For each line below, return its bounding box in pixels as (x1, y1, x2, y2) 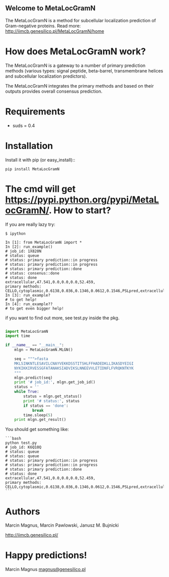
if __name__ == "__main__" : (5, 342, 64, 348)
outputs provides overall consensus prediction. (5, 88, 103, 94)
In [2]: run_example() (5, 244, 53, 249)
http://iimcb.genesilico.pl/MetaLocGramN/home (5, 28, 105, 34)
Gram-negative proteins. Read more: (5, 23, 81, 29)
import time (5, 333, 30, 339)
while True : (14, 389, 39, 394)
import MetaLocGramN (5, 329, 49, 334)
